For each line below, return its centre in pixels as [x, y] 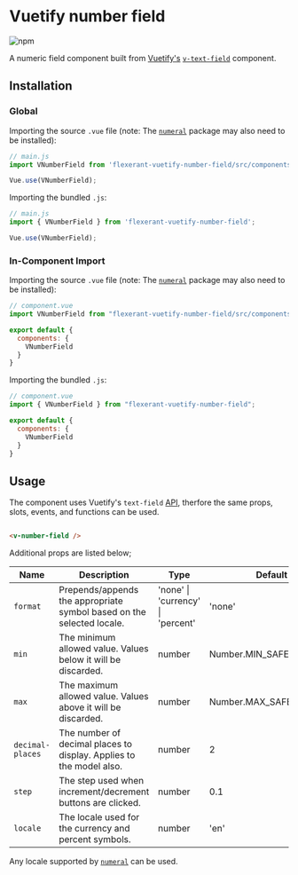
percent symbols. [95, 840]
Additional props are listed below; [71, 553]
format [27, 607]
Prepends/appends [99, 590]
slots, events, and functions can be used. [84, 512]
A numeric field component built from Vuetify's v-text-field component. [143, 58]
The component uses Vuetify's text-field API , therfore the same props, [141, 502]
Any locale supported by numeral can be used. [94, 862]
